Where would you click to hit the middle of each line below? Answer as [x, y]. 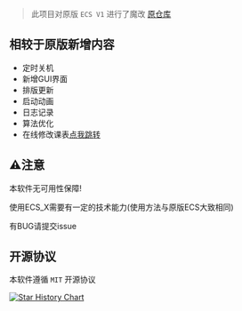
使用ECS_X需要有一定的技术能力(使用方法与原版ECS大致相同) [121, 207]
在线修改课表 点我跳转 [61, 134]
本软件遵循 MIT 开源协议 [52, 280]
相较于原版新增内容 [62, 45]
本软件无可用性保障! [46, 188]
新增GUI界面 [45, 78]
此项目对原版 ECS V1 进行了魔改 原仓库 [101, 14]
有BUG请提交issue [43, 226]
